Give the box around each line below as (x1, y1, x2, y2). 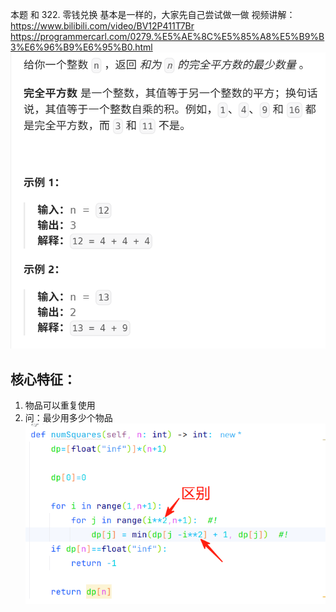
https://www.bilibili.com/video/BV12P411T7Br (10, 20, 195, 32)
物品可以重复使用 (24, 399, 96, 412)
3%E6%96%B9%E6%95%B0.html (10, 41, 153, 53)
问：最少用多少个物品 (24, 412, 113, 424)
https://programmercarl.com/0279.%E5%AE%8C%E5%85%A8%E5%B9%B (10, 31, 325, 42)
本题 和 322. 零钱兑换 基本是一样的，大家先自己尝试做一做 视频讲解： (10, 9, 296, 20)
